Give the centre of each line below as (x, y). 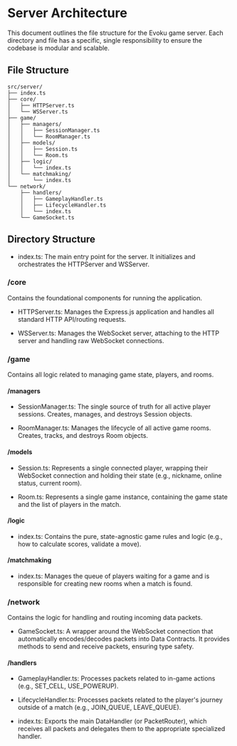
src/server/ (25, 87)
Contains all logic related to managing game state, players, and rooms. (111, 374)
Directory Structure (52, 240)
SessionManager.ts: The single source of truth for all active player (114, 406)
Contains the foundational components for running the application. (105, 298)
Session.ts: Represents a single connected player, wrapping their (113, 468)
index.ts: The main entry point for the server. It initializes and (106, 256)
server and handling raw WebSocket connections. (91, 340)
